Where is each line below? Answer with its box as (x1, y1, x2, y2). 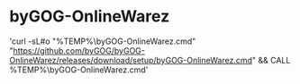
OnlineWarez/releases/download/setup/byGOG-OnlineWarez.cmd (9, 55, 253, 65)
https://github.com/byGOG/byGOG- (13, 45, 146, 55)
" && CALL (251, 55, 291, 65)
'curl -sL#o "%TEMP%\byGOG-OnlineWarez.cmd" (9, 36, 196, 46)
